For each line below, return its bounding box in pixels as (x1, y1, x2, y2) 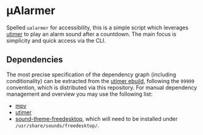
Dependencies (6, 54, 63, 65)
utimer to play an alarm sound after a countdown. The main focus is (6, 30, 177, 37)
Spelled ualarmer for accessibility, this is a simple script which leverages (6, 24, 188, 31)
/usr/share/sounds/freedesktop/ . (15, 122, 100, 129)
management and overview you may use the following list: (6, 90, 153, 98)
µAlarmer (6, 4, 56, 18)
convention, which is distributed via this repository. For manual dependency (6, 84, 197, 91)
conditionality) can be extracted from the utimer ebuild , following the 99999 (6, 77, 194, 84)
